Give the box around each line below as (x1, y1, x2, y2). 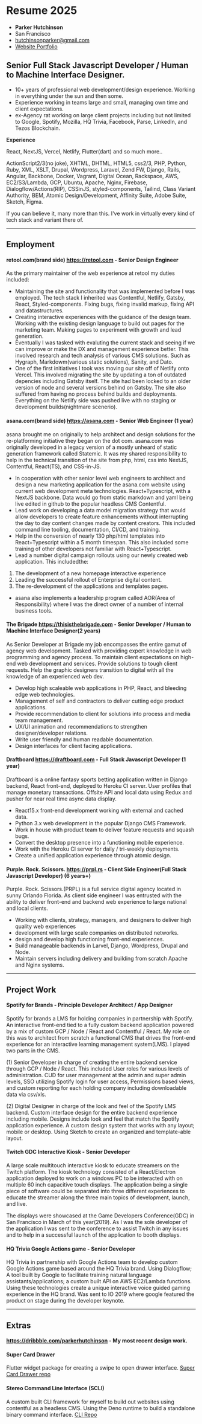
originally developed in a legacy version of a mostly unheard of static (6, 443, 177, 451)
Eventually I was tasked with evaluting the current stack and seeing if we (14, 339, 195, 346)
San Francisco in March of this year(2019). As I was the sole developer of (6, 1218, 188, 1225)
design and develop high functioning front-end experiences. (14, 936, 164, 943)
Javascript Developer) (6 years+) (6, 872, 91, 879)
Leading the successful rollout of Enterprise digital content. (14, 576, 162, 583)
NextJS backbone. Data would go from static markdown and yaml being (14, 494, 194, 501)
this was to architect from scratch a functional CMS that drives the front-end (6, 1034, 196, 1041)
